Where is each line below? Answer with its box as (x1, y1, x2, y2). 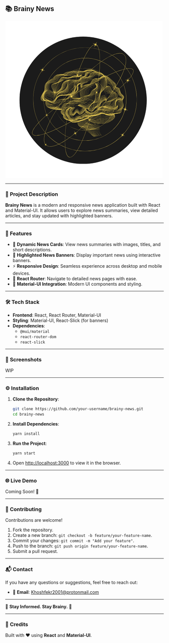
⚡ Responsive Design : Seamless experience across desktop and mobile (12, 263, 162, 269)
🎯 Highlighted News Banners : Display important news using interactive (12, 252, 161, 258)
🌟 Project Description (5, 191, 58, 198)
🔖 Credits (5, 621, 29, 628)
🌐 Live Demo (5, 477, 37, 484)
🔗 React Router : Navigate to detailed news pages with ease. (12, 276, 137, 282)
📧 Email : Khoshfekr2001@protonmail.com (12, 589, 99, 595)
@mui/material (20, 329, 50, 334)
